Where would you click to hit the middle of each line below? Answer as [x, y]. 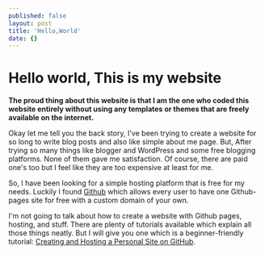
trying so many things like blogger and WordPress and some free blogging [132, 151]
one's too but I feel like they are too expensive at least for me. [111, 168]
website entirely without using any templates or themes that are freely [129, 109]
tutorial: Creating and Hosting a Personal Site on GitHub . [102, 242]
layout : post [30, 23]
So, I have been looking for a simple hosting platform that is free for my [126, 183]
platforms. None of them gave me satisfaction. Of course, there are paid [128, 159]
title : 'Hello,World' [45, 31]
